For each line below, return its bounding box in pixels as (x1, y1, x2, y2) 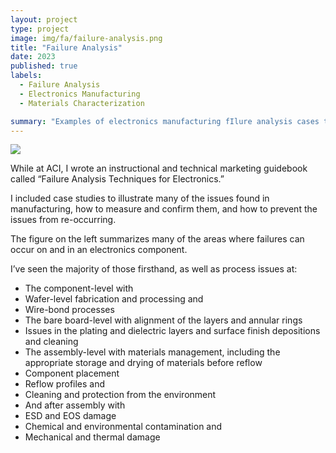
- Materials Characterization (19, 98, 145, 108)
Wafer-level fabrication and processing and (24, 293, 204, 305)
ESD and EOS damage (24, 410, 117, 422)
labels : (10, 71, 43, 81)
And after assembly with (24, 399, 126, 411)
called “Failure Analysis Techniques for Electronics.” (10, 173, 225, 185)
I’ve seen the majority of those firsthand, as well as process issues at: (10, 263, 298, 275)
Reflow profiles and (24, 378, 106, 390)
